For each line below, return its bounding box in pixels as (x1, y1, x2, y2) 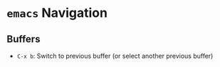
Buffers (6, 33, 41, 45)
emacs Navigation (6, 5, 108, 21)
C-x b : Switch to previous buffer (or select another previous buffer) (16, 51, 214, 60)
